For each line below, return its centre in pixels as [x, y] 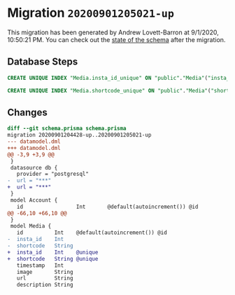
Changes [27, 112]
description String [45, 285]
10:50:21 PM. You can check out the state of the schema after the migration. [116, 39]
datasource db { [34, 167]
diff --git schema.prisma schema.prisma [67, 129]
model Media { [31, 226]
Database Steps [43, 62]
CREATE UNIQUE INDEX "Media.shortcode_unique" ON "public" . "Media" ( [109, 90]
